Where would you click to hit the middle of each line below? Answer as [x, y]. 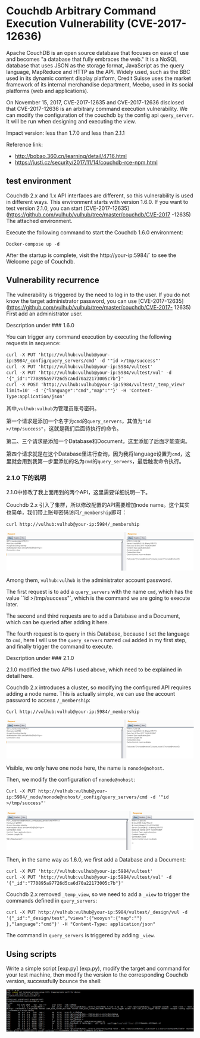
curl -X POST [22, 385]
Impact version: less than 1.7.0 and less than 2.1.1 [65, 133]
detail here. [20, 676]
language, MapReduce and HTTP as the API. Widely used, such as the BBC [98, 72]
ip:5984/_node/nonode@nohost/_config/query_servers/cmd [77, 797]
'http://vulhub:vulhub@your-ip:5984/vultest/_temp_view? [113, 385]
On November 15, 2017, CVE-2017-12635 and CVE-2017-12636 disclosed [95, 102]
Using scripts [32, 954]
